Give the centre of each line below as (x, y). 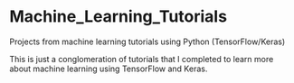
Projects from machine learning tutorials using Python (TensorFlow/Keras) (147, 41)
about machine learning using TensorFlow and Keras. (109, 69)
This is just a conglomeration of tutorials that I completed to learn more (142, 59)
